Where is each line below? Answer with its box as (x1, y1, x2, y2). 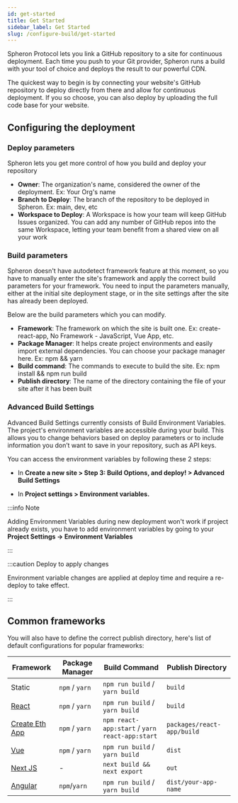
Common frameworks (7, 614, 106, 627)
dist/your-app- (166, 778, 217, 787)
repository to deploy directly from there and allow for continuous (7, 86, 196, 94)
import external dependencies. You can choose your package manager (17, 347, 225, 355)
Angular (11, 781, 38, 791)
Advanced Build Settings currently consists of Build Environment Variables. (7, 418, 227, 427)
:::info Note (7, 503, 40, 512)
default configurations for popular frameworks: (7, 641, 144, 650)
